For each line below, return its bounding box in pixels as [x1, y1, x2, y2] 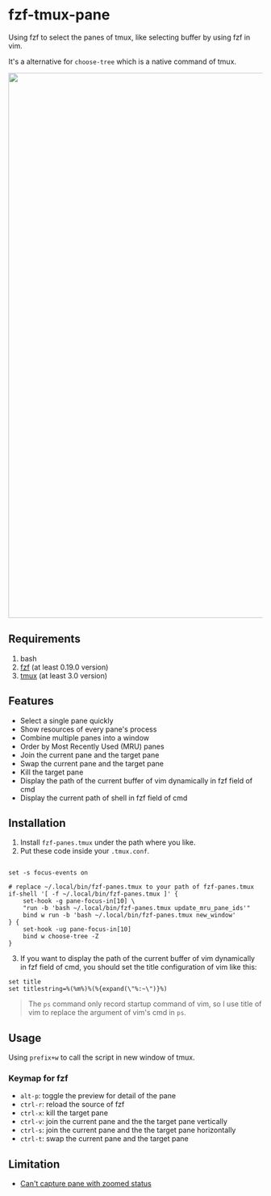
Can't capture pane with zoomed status [19, 1179, 152, 1189]
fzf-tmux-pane [8, 6, 110, 24]
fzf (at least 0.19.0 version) [19, 662, 109, 672]
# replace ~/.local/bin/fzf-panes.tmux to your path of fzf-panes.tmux [8, 883, 254, 892]
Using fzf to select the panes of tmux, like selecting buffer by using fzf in [8, 32, 251, 42]
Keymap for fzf [8, 1072, 69, 1084]
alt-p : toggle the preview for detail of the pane [19, 1091, 176, 1101]
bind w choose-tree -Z [23, 933, 99, 941]
